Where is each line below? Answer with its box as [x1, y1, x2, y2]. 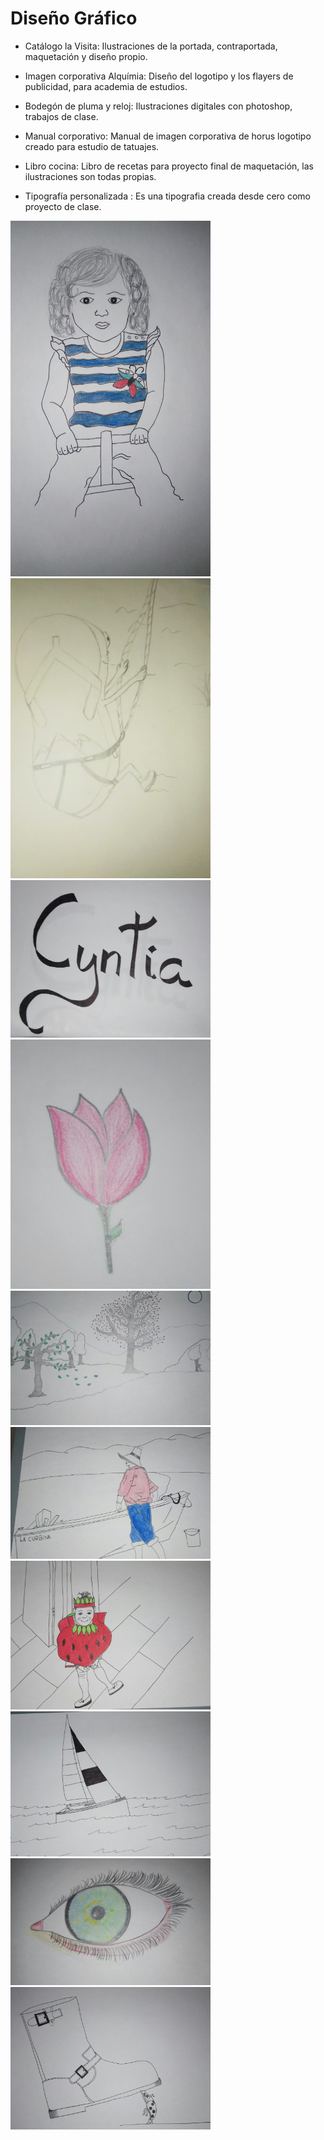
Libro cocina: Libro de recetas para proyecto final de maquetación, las [24, 160, 314, 172]
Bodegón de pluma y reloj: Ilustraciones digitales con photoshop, [24, 100, 293, 112]
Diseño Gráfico [10, 7, 138, 30]
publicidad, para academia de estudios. [24, 80, 188, 92]
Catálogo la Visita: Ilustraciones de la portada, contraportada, [24, 40, 278, 52]
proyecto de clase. [24, 200, 102, 212]
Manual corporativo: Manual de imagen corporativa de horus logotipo [24, 130, 312, 142]
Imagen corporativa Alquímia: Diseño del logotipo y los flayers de [24, 70, 294, 82]
